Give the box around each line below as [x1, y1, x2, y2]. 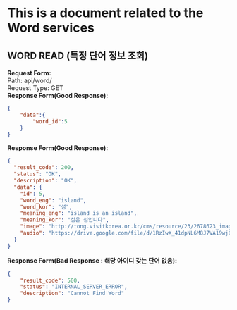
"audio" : [20, 230, 46, 237]
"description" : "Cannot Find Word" [20, 290, 125, 297]
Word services [7, 20, 95, 36]
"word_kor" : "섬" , [20, 203, 73, 211]
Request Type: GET [7, 84, 63, 92]
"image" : [20, 223, 46, 230]
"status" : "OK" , [13, 170, 61, 178]
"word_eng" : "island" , [20, 197, 87, 204]
